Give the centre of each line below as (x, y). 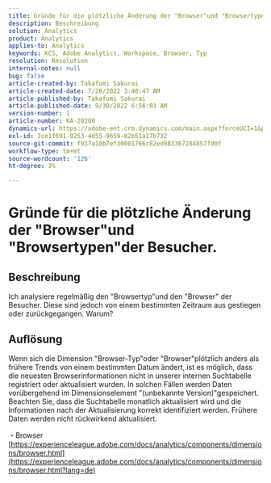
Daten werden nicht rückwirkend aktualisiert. (83, 418)
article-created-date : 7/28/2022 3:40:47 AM (84, 91)
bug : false (27, 76)
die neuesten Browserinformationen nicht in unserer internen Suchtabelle (130, 376)
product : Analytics (41, 38)
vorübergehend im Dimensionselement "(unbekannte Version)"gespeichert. (134, 393)
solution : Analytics (43, 31)
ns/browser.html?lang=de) (52, 470)
